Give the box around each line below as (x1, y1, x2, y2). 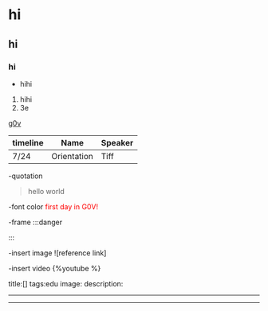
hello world (27, 186, 65, 196)
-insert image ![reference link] (8, 248, 107, 258)
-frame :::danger (8, 217, 62, 227)
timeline (12, 137, 44, 148)
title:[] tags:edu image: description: (8, 278, 124, 288)
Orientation (51, 150, 94, 161)
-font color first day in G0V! (8, 201, 98, 212)
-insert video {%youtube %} (8, 263, 101, 273)
